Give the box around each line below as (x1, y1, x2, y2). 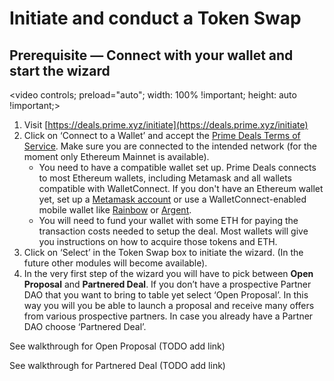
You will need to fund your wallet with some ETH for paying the (38, 215, 299, 226)
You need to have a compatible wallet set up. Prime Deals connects (38, 162, 317, 173)
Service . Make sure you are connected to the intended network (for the (23, 140, 317, 152)
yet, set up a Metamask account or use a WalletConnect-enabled (38, 193, 307, 205)
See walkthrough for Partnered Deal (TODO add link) (9, 360, 226, 371)
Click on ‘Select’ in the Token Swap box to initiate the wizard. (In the (23, 247, 304, 258)
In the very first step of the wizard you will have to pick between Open (23, 268, 314, 279)
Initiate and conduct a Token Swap (9, 7, 302, 30)
